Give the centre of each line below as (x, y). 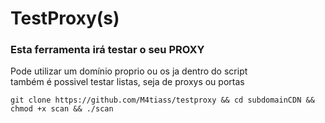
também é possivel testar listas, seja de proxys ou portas (127, 82)
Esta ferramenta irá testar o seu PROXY (107, 50)
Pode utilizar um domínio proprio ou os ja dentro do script (129, 71)
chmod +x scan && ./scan (62, 109)
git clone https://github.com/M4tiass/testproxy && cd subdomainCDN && (162, 100)
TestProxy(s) (65, 18)
